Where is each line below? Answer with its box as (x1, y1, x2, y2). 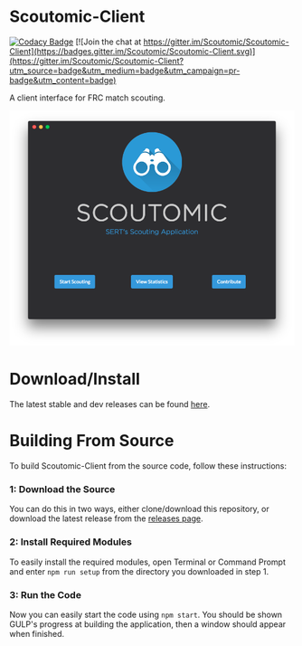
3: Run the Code (9, 588, 81, 601)
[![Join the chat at (75, 36, 142, 47)
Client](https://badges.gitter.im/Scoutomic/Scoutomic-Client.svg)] (9, 45, 256, 56)
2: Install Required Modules (9, 536, 133, 548)
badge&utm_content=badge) (9, 74, 117, 85)
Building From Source (9, 431, 175, 451)
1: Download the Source (9, 483, 116, 496)
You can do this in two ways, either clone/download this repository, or (9, 504, 269, 515)
